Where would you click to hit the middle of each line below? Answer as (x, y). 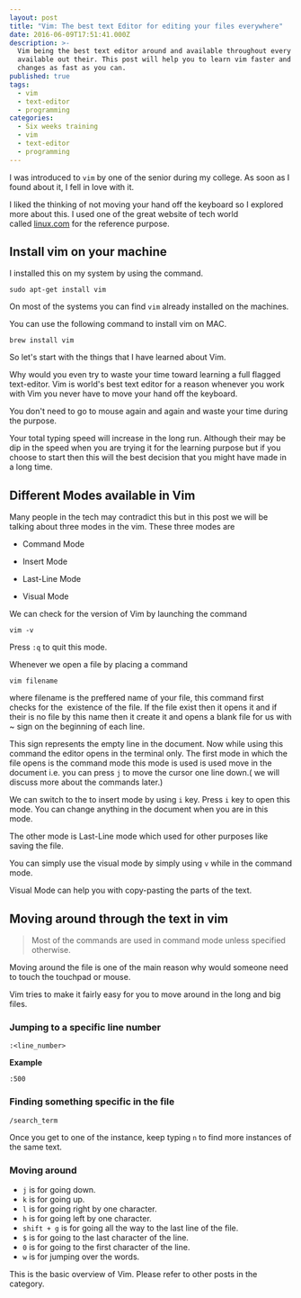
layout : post (34, 18)
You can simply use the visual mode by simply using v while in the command (151, 863)
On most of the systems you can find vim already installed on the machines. (149, 306)
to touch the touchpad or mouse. (70, 977)
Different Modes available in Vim (102, 495)
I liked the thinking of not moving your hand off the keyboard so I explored (146, 204)
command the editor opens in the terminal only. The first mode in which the (148, 754)
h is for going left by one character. (87, 1218)
